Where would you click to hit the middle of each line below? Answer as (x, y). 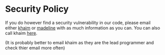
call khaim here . (21, 33)
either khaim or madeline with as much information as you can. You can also (83, 27)
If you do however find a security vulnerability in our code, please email (78, 23)
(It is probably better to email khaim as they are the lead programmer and (80, 42)
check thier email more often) (35, 48)
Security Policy (37, 9)
